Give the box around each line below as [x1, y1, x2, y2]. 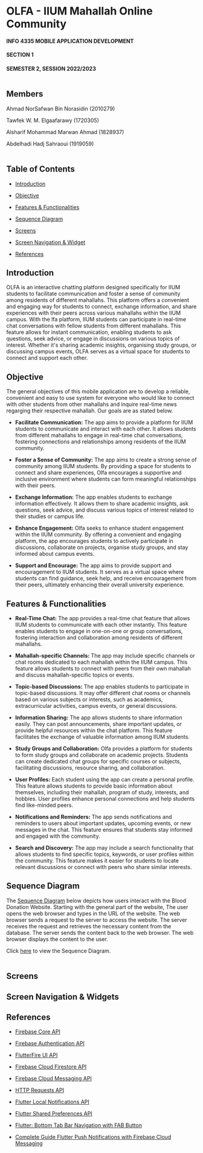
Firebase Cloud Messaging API [14, 1075, 92, 1082]
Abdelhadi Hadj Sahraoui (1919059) [6, 140, 94, 147]
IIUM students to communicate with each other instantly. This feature [14, 621, 187, 629]
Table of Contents [6, 164, 76, 175]
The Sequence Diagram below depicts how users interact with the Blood [6, 897, 187, 904]
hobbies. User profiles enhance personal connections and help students [14, 795, 195, 803]
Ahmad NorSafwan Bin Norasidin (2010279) [6, 104, 115, 112]
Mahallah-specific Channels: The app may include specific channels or [14, 652, 195, 660]
